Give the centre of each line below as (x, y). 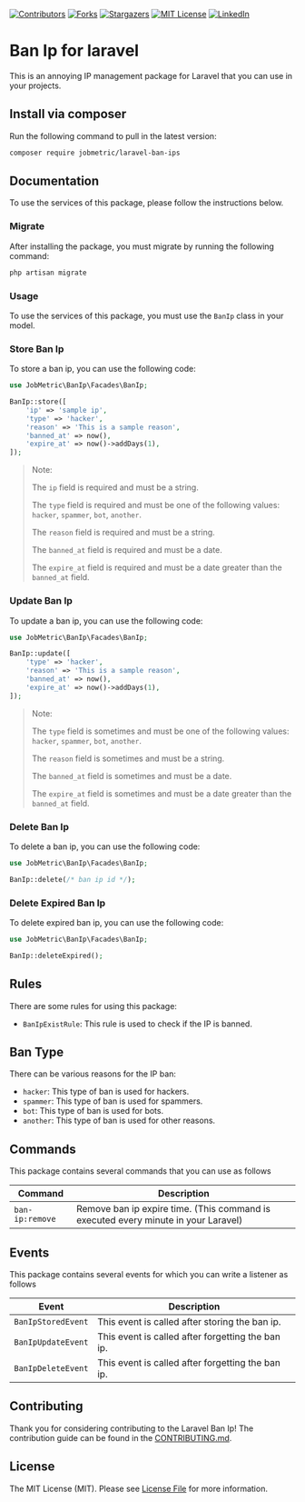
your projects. (35, 85)
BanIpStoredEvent (51, 1322)
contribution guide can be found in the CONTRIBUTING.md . (121, 1437)
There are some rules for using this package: (93, 1006)
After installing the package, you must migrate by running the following (142, 246)
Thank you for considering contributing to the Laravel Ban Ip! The (132, 1428)
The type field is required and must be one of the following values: (155, 506)
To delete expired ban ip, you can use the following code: (117, 922)
